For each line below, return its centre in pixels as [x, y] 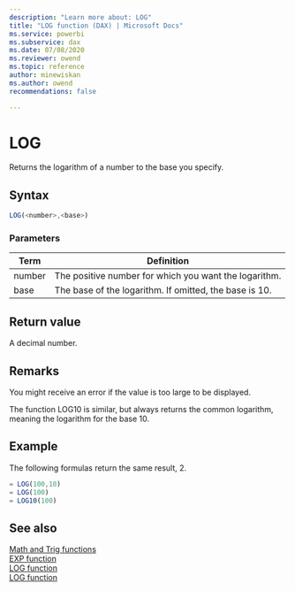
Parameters [34, 238]
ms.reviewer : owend [45, 58]
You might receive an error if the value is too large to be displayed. [130, 392]
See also [33, 528]
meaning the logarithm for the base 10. [79, 419]
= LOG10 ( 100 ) [33, 501]
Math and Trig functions [53, 549]
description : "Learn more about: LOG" [80, 17]
